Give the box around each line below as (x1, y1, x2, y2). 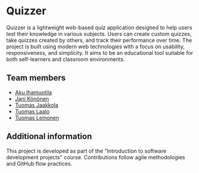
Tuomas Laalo (14, 107, 50, 115)
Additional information (6, 131, 92, 141)
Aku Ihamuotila (14, 88, 52, 96)
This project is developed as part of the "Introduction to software (6, 147, 167, 155)
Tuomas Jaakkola (14, 101, 59, 109)
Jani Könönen (14, 95, 49, 102)
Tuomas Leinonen (14, 114, 59, 121)
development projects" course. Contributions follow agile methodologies (6, 153, 185, 160)
